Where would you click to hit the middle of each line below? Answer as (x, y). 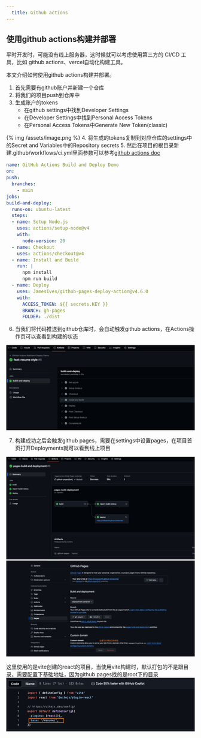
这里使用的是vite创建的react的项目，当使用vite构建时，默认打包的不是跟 (95, 667)
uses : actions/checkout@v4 (51, 254)
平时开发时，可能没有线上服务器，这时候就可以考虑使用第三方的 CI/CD (93, 55)
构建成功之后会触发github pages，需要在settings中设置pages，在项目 (101, 440)
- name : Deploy (31, 285)
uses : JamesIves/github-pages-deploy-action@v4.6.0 (83, 291)
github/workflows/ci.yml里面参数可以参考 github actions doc (86, 153)
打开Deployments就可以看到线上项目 (65, 448)
